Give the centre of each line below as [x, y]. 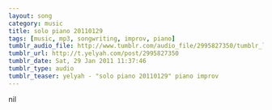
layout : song [30, 16]
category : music [36, 23]
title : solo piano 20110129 [56, 31]
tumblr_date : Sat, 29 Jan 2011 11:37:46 [78, 61]
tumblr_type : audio [41, 69]
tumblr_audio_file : [41, 46]
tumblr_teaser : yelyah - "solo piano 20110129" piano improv [114, 76]
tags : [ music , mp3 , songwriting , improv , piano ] [92, 38]
